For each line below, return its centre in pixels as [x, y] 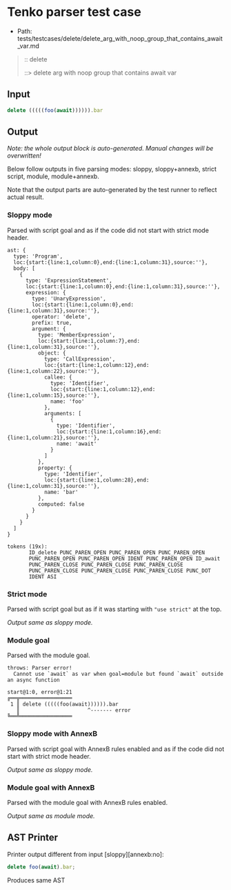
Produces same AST [36, 880]
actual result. [26, 197]
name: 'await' [77, 444]
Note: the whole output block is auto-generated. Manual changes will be [110, 149]
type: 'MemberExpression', [77, 335]
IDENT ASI [43, 577]
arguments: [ [62, 413]
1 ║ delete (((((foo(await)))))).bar [64, 704]
